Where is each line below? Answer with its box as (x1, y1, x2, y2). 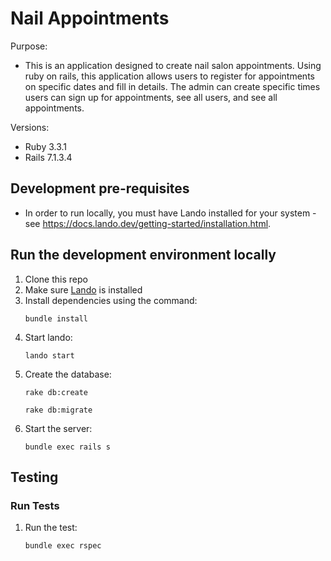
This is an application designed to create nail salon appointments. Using (24, 59, 322, 71)
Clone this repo (24, 273, 88, 285)
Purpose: (10, 40, 48, 52)
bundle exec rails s (24, 442, 111, 452)
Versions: (10, 121, 50, 133)
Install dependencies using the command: (24, 294, 198, 306)
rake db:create (24, 387, 89, 397)
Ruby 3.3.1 (24, 140, 68, 152)
